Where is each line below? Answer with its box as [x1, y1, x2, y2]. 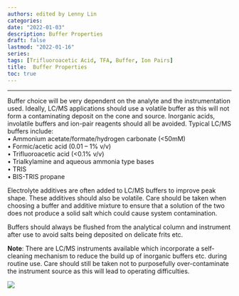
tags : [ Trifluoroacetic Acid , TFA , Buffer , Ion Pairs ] [7, 57, 174, 64]
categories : [7, 17, 43, 24]
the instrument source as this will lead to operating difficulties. [7, 267, 190, 275]
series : [7, 51, 31, 58]
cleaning [7, 251, 33, 260]
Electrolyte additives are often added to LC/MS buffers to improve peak [7, 186, 216, 195]
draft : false [7, 37, 46, 44]
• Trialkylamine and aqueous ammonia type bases [7, 157, 154, 165]
